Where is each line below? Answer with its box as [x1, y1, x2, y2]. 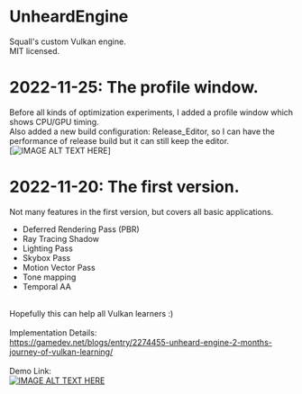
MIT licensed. [9, 45, 60, 56]
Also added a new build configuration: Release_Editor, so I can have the [9, 126, 275, 137]
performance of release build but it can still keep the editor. [9, 135, 230, 146]
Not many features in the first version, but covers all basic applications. [9, 206, 274, 217]
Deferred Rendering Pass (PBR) [22, 223, 140, 235]
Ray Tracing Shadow [22, 233, 100, 244]
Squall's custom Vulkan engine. [9, 36, 126, 47]
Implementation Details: [9, 327, 97, 338]
